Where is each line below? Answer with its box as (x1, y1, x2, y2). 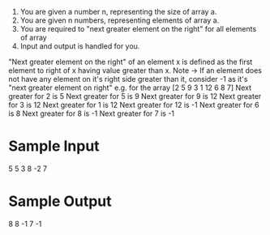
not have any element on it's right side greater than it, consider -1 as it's (8, 75, 248, 83)
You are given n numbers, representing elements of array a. (19, 15, 220, 25)
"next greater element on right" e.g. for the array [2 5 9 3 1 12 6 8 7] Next (8, 83, 251, 92)
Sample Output (8, 192, 112, 211)
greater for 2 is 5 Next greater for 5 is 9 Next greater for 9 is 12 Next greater (8, 92, 262, 100)
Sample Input (8, 137, 100, 156)
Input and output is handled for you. (19, 41, 140, 51)
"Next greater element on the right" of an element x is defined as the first (8, 57, 253, 66)
